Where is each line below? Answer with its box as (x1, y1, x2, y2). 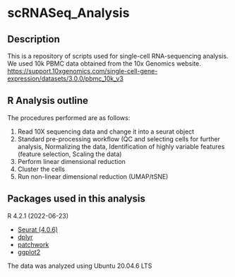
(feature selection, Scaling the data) (17, 150, 122, 158)
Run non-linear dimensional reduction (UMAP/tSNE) (17, 172, 169, 181)
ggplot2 (17, 247, 41, 256)
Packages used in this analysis (7, 193, 146, 205)
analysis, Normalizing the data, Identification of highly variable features (17, 142, 225, 151)
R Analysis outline (7, 95, 89, 107)
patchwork (17, 240, 49, 249)
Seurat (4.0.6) (17, 225, 59, 234)
